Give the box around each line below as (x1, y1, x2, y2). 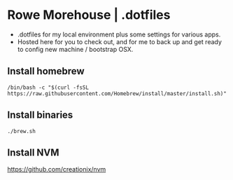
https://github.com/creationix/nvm (7, 165, 106, 174)
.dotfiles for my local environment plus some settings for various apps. (17, 30, 221, 39)
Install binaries (7, 109, 73, 121)
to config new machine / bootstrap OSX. (17, 45, 134, 53)
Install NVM (7, 146, 59, 158)
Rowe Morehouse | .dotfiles (7, 7, 171, 23)
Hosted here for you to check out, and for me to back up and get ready (17, 37, 223, 46)
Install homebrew (7, 65, 85, 77)
